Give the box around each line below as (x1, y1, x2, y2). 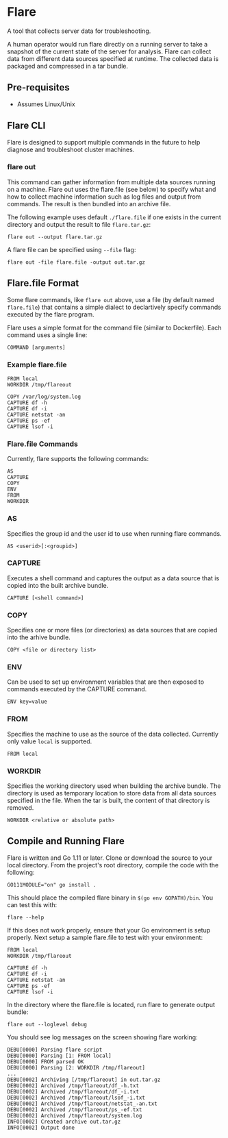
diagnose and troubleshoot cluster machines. (7, 145, 135, 153)
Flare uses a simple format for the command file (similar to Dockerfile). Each (7, 323, 222, 332)
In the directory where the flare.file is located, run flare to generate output (7, 1000, 216, 1009)
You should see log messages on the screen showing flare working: (7, 1032, 198, 1041)
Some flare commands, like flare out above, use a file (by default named (7, 295, 214, 304)
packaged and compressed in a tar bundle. (7, 62, 129, 70)
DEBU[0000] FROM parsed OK (7, 1058, 84, 1065)
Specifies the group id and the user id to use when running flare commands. (7, 529, 222, 538)
